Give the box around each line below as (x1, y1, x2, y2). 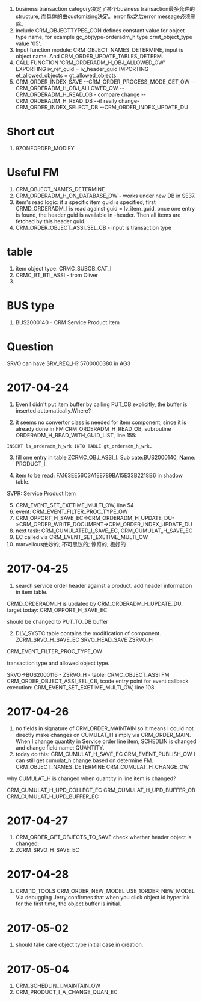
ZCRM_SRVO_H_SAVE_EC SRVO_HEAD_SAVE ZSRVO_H (15, 636, 153, 643)
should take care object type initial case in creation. (15, 941, 144, 949)
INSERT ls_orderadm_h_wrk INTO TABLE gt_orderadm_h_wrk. (7, 443, 153, 449)
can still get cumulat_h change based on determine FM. (15, 757, 154, 764)
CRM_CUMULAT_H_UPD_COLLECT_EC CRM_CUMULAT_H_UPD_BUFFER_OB (7, 786, 196, 793)
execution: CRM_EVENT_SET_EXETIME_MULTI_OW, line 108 (7, 683, 155, 691)
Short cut (7, 125, 55, 138)
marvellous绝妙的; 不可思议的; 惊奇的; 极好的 (15, 540, 126, 547)
